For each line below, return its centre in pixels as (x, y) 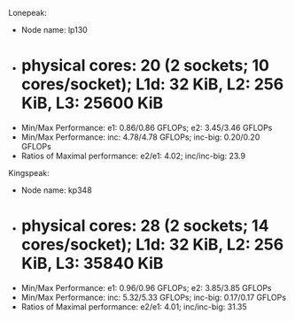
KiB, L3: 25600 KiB (92, 103)
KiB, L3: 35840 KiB (92, 264)
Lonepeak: (28, 13)
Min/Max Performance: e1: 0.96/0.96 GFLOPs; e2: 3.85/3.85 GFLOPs (146, 287)
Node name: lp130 (54, 30)
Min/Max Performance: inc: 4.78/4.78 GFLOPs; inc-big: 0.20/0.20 (140, 137)
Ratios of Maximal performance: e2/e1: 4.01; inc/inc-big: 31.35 (134, 306)
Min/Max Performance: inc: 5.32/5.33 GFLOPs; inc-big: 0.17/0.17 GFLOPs (154, 297)
